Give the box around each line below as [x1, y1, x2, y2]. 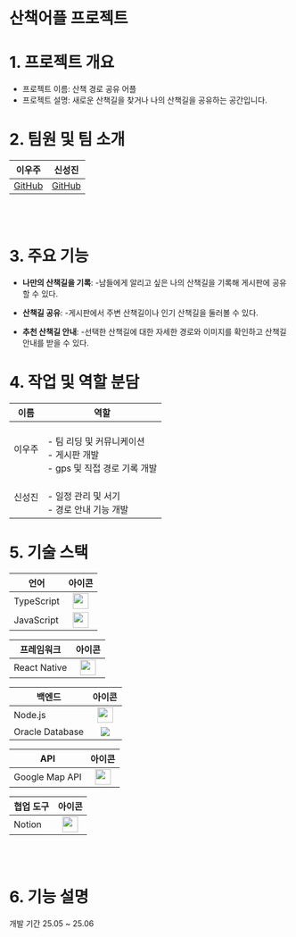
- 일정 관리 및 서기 [47, 489, 120, 502]
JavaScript [13, 614, 60, 626]
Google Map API [13, 770, 82, 782]
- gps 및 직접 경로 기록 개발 [47, 462, 158, 474]
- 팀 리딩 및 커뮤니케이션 [47, 435, 145, 448]
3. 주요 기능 [9, 247, 89, 266]
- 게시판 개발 [47, 448, 100, 461]
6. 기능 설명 [9, 887, 89, 908]
